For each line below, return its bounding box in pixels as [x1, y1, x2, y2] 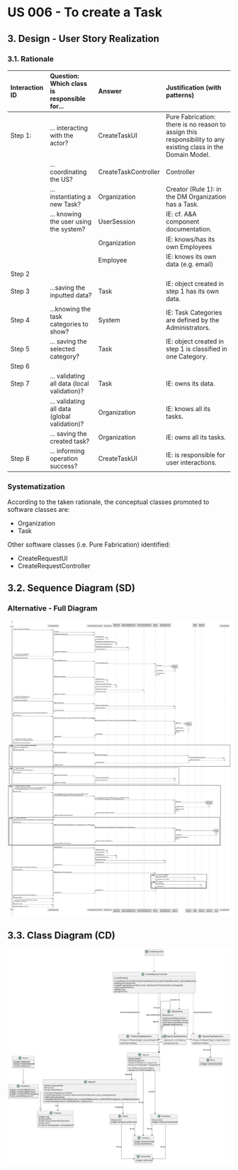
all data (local [50, 379, 89, 388]
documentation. [166, 225, 212, 234]
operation [50, 454, 79, 463]
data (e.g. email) [166, 260, 214, 268]
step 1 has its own [166, 287, 220, 295]
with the [50, 131, 74, 140]
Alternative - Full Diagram [7, 603, 98, 613]
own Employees [166, 242, 212, 251]
